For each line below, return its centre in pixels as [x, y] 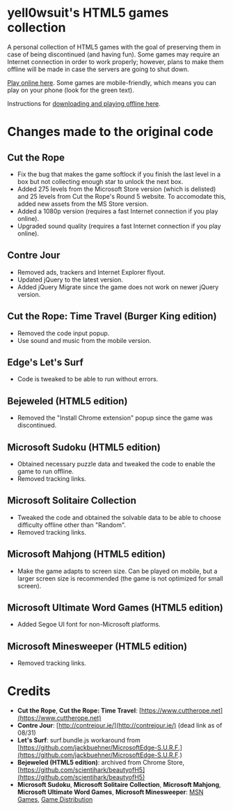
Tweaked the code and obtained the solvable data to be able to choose [119, 517]
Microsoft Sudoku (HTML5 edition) [84, 447]
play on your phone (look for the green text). [71, 90]
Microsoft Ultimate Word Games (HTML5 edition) [115, 608]
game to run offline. [46, 471]
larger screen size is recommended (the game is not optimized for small [120, 578]
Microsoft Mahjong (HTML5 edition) [86, 555]
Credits [29, 691]
